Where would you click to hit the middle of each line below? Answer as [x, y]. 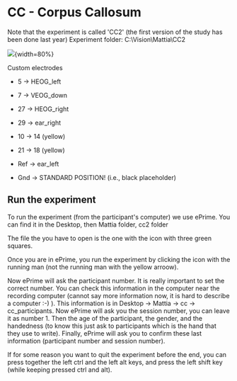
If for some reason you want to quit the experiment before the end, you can [117, 354]
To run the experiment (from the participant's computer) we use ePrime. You [119, 217]
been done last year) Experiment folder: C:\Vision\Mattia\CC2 [97, 39]
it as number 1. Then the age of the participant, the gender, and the [105, 318]
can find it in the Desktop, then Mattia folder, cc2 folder [88, 224]
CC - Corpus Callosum [74, 12]
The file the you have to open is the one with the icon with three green [110, 238]
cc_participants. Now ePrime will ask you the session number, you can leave [118, 311]
